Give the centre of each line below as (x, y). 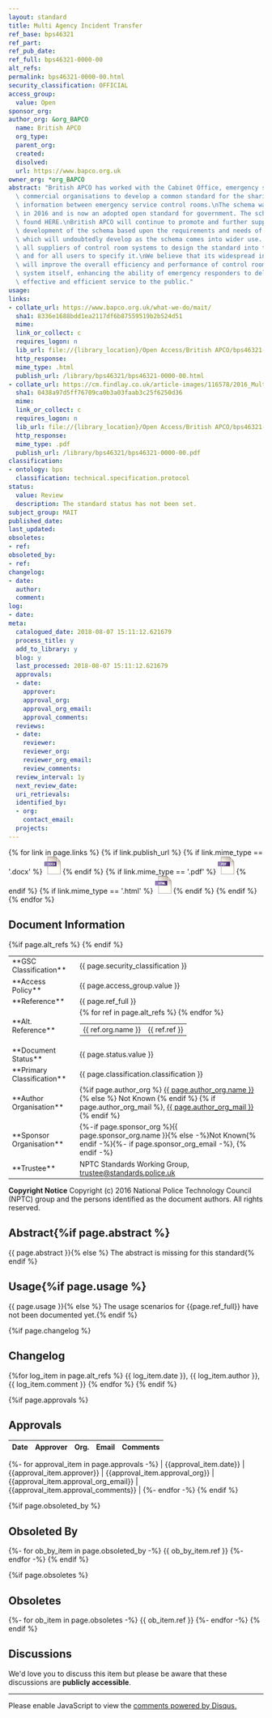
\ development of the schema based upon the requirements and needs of (139, 231)
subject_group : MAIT (43, 512)
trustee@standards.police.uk (127, 1172)
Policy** (27, 990)
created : (30, 154)
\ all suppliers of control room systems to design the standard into (137, 248)
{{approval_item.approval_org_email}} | (73, 1482)
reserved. (24, 1208)
